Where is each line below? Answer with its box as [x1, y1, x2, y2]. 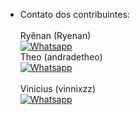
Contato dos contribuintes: [19, 9, 130, 20]
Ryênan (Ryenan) [19, 30, 92, 41]
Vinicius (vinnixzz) [19, 83, 97, 94]
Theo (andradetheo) [19, 51, 103, 63]
